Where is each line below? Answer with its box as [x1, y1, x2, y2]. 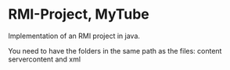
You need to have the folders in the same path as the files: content [8, 46, 222, 55]
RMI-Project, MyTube [8, 5, 150, 23]
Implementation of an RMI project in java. [8, 31, 141, 40]
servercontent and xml [8, 54, 81, 64]
